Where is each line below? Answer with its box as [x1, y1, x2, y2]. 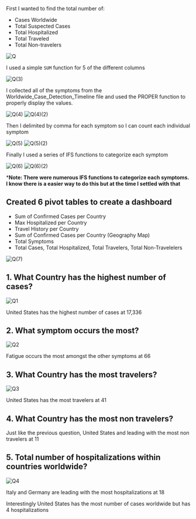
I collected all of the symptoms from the [6, 87, 102, 93]
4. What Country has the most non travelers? [6, 414, 174, 424]
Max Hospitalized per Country [14, 219, 87, 226]
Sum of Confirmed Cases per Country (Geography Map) [14, 232, 150, 239]
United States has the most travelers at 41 [6, 397, 106, 404]
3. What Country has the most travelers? [6, 370, 157, 380]
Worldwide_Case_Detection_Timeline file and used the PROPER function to [6, 93, 186, 100]
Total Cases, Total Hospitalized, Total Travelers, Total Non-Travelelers [14, 244, 183, 251]
